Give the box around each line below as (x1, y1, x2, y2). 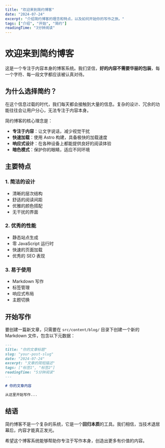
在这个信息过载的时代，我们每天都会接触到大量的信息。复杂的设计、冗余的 (5, 101, 156, 107)
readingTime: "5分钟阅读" (5, 370, 55, 375)
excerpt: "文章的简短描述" (5, 361, 55, 366)
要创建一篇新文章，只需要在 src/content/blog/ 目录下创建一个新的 (5, 326, 140, 332)
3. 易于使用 (5, 266, 31, 273)
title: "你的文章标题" (5, 347, 47, 352)
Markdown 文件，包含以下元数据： (5, 333, 75, 338)
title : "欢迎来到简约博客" (5, 7, 55, 12)
